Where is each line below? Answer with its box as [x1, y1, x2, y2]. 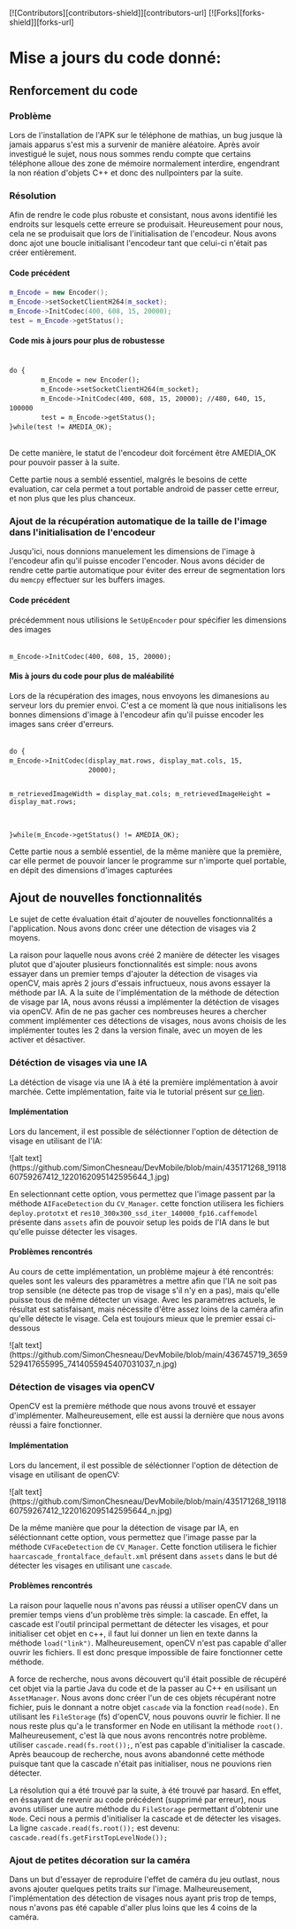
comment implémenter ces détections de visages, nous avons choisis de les [9, 1016, 287, 1026]
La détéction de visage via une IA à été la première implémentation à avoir [9, 1076, 278, 1088]
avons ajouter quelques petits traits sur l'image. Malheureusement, [9, 1884, 252, 1894]
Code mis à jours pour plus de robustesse [9, 336, 165, 346]
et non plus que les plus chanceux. [9, 493, 137, 504]
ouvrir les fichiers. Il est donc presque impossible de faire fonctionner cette [9, 1646, 283, 1657]
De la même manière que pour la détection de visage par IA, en [9, 1522, 239, 1533]
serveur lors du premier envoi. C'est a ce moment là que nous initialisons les [9, 700, 287, 710]
